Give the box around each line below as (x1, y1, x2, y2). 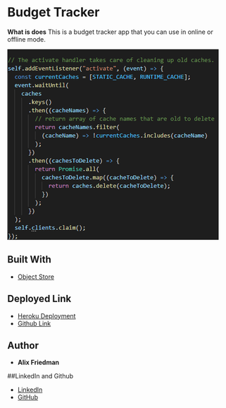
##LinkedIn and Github (7, 372, 74, 380)
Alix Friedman (17, 358, 60, 367)
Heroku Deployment (17, 311, 76, 320)
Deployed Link (7, 293, 72, 305)
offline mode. (7, 35, 46, 43)
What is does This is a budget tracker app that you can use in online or (7, 28, 213, 36)
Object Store (17, 272, 55, 281)
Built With (7, 253, 51, 265)
